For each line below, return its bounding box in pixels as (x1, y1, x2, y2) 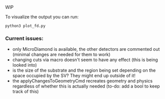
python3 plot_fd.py (5, 23, 46, 28)
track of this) (12, 89, 39, 95)
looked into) (12, 62, 37, 68)
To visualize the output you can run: (5, 14, 79, 19)
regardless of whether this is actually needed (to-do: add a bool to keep (12, 83, 161, 89)
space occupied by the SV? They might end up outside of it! (12, 73, 136, 79)
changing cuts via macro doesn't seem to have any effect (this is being (12, 57, 158, 63)
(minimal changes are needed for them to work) (12, 52, 111, 58)
